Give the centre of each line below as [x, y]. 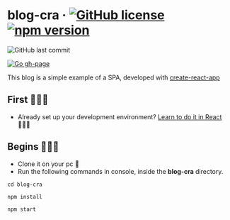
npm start [22, 209]
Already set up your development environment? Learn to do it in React [120, 116]
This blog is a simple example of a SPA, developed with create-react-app [114, 77]
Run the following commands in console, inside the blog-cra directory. [120, 171]
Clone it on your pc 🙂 [48, 164]
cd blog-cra [25, 185]
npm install [25, 197]
